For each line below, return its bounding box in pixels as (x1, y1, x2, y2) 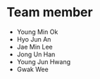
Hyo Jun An (16, 35, 51, 43)
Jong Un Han (16, 50, 56, 59)
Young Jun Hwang (16, 57, 71, 66)
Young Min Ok (16, 28, 58, 36)
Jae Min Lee (16, 42, 54, 51)
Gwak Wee (16, 65, 49, 73)
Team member (6, 4, 93, 20)
